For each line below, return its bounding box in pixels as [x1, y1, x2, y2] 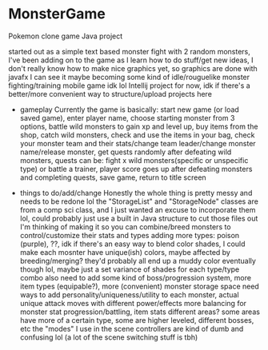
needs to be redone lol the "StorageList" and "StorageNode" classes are [19, 197, 258, 206]
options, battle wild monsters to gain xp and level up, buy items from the [19, 121, 258, 131]
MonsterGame [8, 5, 106, 23]
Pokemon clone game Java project [8, 31, 123, 41]
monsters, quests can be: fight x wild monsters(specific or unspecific [19, 155, 249, 165]
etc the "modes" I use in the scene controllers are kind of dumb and [19, 324, 244, 333]
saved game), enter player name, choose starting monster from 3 [19, 113, 235, 122]
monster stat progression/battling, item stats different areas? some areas [19, 307, 260, 316]
